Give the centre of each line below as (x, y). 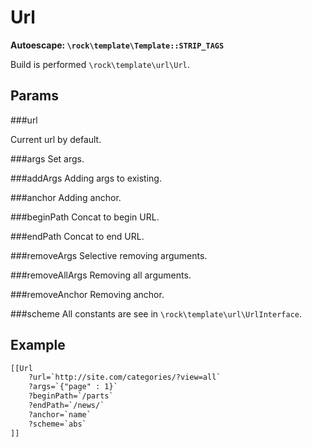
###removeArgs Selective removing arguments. (109, 255)
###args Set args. (47, 158)
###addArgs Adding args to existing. (86, 178)
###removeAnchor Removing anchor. (87, 294)
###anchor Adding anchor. (66, 197)
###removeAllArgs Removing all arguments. (101, 275)
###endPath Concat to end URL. (77, 236)
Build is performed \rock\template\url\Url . (100, 64)
